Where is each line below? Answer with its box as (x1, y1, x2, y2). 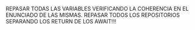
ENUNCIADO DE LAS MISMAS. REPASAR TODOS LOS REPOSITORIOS (5, 11, 180, 19)
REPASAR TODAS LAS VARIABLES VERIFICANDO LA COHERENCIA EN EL (5, 5, 189, 12)
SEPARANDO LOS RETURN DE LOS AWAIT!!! (5, 18, 117, 25)
